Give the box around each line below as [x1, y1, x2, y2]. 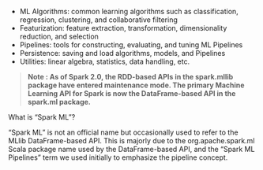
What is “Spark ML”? [8, 113, 76, 121]
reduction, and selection [19, 31, 99, 41]
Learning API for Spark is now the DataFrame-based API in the [27, 89, 236, 98]
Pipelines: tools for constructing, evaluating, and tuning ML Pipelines [19, 40, 243, 50]
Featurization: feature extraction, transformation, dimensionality [19, 24, 227, 32]
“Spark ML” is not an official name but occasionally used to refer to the [8, 128, 239, 137]
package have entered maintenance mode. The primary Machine [27, 80, 245, 90]
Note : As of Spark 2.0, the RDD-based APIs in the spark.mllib [27, 72, 234, 81]
